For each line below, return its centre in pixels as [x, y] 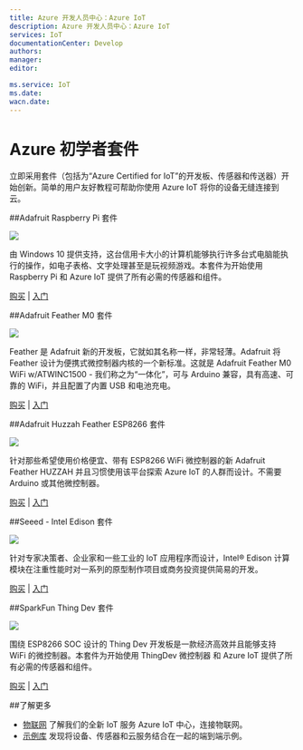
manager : [26, 60]
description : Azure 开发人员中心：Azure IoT [90, 26]
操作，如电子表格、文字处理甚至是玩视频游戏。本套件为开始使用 [144, 266]
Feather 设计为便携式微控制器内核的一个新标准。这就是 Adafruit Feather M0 [151, 363]
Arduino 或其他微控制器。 [57, 483]
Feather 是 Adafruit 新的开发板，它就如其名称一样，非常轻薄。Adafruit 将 [145, 352]
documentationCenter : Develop [66, 43]
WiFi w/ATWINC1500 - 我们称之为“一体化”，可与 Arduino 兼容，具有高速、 [148, 375]
